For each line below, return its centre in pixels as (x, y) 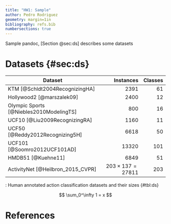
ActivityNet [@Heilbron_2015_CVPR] (52, 169)
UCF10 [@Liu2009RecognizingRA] (50, 120)
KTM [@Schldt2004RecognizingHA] (51, 89)
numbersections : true (28, 29)
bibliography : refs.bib (31, 24)
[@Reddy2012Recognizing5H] (45, 135)
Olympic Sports (26, 106)
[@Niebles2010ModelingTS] (42, 112)
